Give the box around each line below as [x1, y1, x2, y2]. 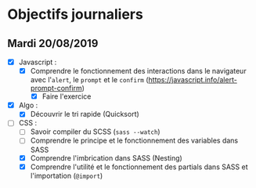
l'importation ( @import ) [30, 171, 103, 180]
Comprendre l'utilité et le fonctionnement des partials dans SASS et [30, 162, 248, 172]
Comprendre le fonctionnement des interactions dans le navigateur [30, 67, 247, 76]
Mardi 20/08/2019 [7, 37, 99, 50]
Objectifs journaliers [7, 5, 144, 23]
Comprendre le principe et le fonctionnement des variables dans [30, 136, 239, 146]
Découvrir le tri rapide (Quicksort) [30, 110, 140, 119]
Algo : [18, 100, 38, 110]
